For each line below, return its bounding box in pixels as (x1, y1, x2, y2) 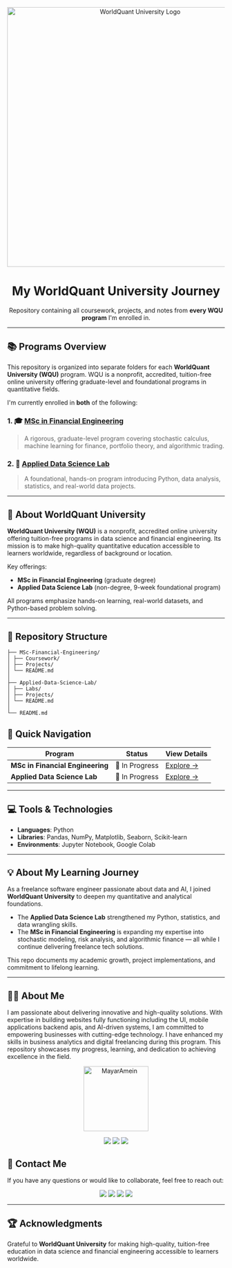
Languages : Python (17, 825, 74, 834)
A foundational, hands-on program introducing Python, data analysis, (23, 474, 221, 483)
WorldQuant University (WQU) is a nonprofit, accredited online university (7, 527, 217, 535)
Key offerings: (7, 562, 47, 571)
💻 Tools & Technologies (7, 803, 113, 816)
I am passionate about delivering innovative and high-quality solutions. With (7, 1008, 223, 1017)
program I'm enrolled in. (81, 313, 151, 321)
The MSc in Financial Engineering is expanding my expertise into (17, 928, 204, 936)
